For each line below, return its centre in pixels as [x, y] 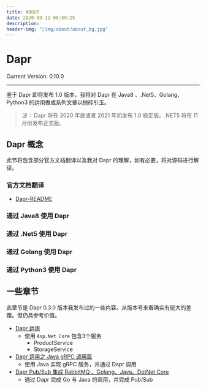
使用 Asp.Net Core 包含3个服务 [63, 336]
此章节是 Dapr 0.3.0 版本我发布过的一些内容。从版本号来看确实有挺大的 [96, 308]
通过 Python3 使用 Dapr [42, 270]
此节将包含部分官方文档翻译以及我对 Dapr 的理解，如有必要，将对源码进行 [100, 160]
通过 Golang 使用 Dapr [40, 252]
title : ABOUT [23, 12]
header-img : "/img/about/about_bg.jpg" [57, 29]
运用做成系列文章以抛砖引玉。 [72, 102]
